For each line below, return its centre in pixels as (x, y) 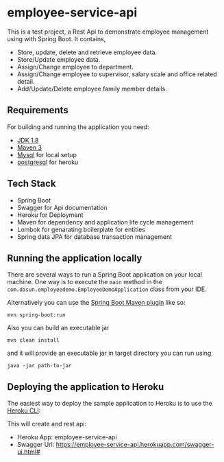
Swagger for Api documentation (62, 207)
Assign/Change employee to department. (75, 67)
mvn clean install (33, 340)
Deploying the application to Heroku (86, 387)
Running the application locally (75, 258)
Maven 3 (29, 147)
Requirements (38, 110)
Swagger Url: (36, 445)
